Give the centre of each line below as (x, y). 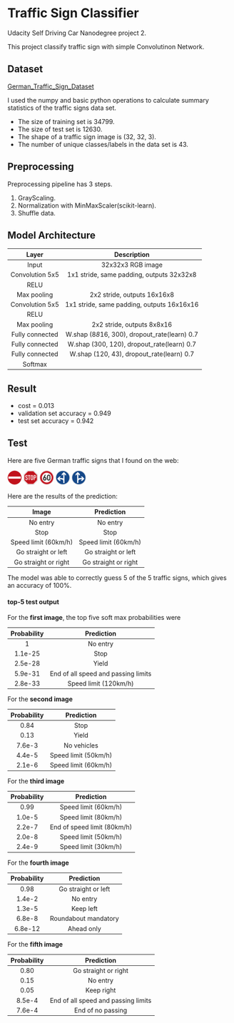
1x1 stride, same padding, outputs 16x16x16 (132, 305)
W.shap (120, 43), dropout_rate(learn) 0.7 (132, 354)
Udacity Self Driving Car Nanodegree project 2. (77, 33)
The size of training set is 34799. (66, 121)
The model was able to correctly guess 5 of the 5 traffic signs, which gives (117, 578)
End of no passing (101, 1010)
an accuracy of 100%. (40, 585)
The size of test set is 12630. (60, 129)
